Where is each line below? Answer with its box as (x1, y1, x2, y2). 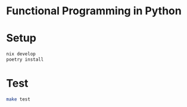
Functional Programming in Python (6, 4, 182, 18)
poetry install (6, 56, 44, 62)
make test (6, 96, 31, 102)
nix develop (6, 51, 36, 57)
